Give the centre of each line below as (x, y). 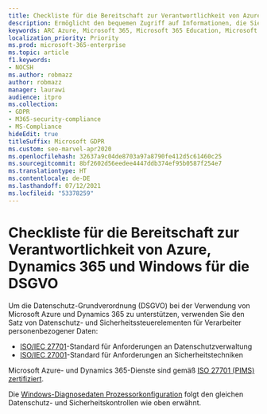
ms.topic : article (39, 53)
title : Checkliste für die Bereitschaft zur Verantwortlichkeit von (124, 16)
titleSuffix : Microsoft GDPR (56, 141)
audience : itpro (35, 97)
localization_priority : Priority (64, 38)
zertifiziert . (26, 378)
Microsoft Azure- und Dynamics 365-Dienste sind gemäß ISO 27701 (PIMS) (132, 370)
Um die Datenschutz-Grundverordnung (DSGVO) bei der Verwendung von (129, 305)
